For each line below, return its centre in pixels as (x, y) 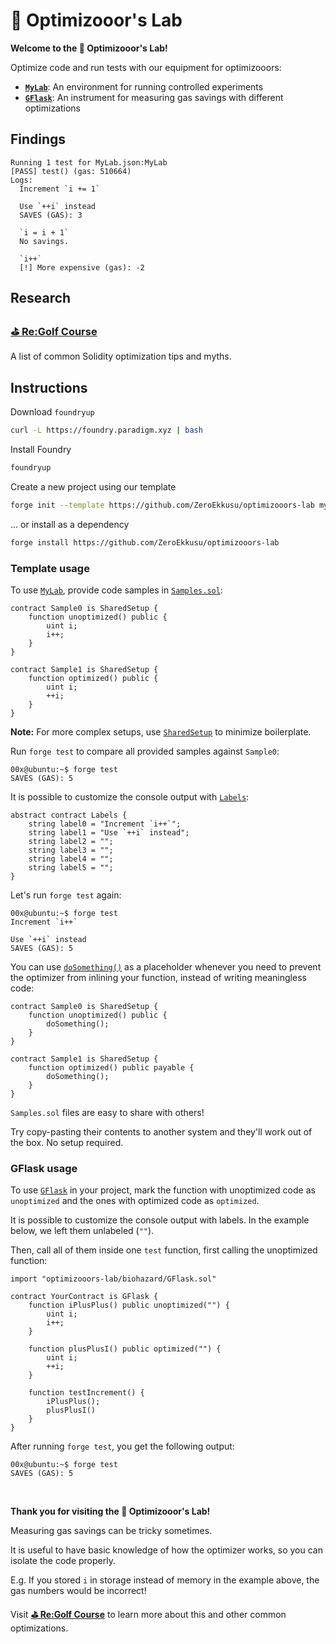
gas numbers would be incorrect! (78, 1591)
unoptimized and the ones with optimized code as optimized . (135, 1201)
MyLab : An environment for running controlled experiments (144, 86)
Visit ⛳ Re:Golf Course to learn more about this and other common (148, 1615)
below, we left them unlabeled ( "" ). (82, 1231)
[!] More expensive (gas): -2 (82, 267)
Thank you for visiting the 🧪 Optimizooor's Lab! (110, 1511)
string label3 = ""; (71, 850)
